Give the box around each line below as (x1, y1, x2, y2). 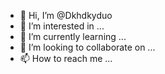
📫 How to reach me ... (19, 53, 113, 64)
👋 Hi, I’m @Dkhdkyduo (19, 10, 113, 21)
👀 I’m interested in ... (19, 20, 105, 32)
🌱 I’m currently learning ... (19, 31, 127, 42)
